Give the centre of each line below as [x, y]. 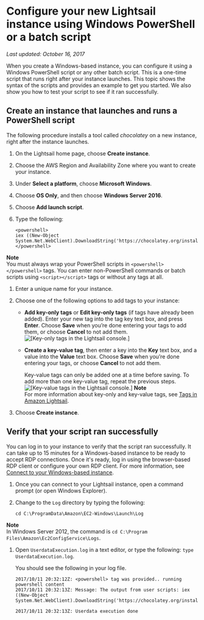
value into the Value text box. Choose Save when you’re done [102, 356]
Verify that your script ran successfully [82, 432]
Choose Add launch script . [49, 207]
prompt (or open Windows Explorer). [61, 490]
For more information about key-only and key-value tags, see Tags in [111, 394]
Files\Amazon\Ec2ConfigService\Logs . [54, 538]
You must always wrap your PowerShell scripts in [68, 264]
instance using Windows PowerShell [101, 24]
